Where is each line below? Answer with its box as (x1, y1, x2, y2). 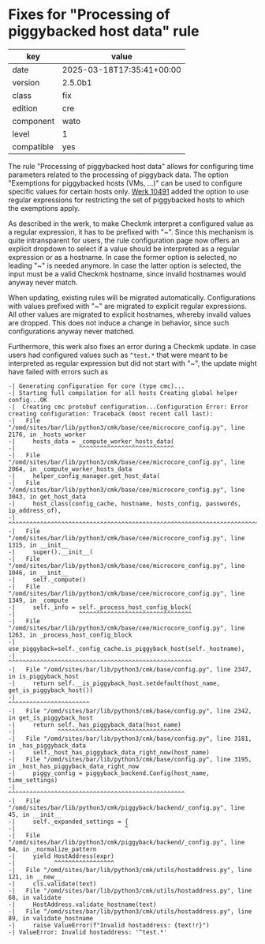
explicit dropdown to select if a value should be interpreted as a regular (8, 243, 240, 254)
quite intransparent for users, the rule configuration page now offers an (8, 235, 240, 245)
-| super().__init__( (8, 547, 93, 556)
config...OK (8, 396, 47, 404)
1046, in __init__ (8, 569, 69, 577)
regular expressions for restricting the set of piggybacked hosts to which (8, 195, 245, 205)
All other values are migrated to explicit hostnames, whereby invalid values (8, 310, 251, 319)
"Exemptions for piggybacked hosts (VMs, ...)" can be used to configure (8, 178, 243, 187)
